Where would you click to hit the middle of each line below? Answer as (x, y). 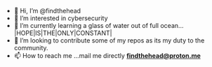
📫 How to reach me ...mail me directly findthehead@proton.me (107, 55)
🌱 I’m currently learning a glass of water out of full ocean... (99, 25)
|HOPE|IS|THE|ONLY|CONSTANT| (63, 33)
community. (31, 48)
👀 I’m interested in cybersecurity (61, 18)
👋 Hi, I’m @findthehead (47, 11)
